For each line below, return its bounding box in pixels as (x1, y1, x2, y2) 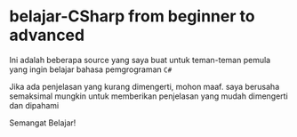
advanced (9, 25, 85, 45)
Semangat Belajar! (9, 117, 76, 128)
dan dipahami (9, 100, 60, 110)
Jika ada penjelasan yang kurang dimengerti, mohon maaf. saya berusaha (9, 81, 280, 92)
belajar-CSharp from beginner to (9, 6, 255, 27)
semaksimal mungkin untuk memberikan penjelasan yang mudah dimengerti (9, 91, 289, 101)
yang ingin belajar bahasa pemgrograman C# (9, 64, 173, 75)
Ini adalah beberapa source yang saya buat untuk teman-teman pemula (9, 54, 271, 65)
